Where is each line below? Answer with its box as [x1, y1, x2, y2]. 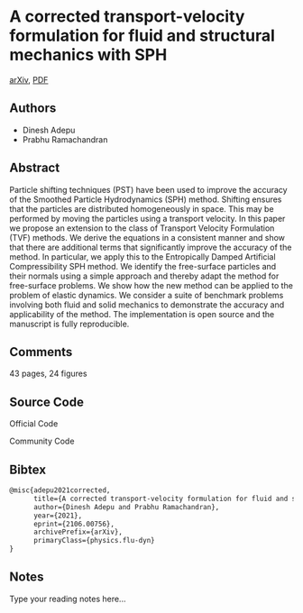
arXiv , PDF [9, 74, 49, 85]
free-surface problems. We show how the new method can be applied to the [9, 279, 293, 290]
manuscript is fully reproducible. [9, 318, 130, 329]
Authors [9, 101, 57, 116]
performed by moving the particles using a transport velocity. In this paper [9, 213, 286, 224]
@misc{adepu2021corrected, [9, 486, 111, 495]
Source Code [9, 394, 84, 409]
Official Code [9, 418, 59, 429]
